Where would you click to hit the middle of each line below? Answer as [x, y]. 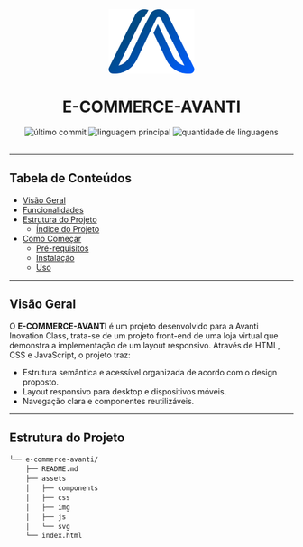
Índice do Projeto [68, 228]
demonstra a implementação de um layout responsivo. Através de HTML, [145, 345]
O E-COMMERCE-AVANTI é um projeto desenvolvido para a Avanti [134, 326]
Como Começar [52, 238]
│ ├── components [62, 488]
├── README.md [52, 469]
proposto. [41, 382]
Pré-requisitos [62, 248]
